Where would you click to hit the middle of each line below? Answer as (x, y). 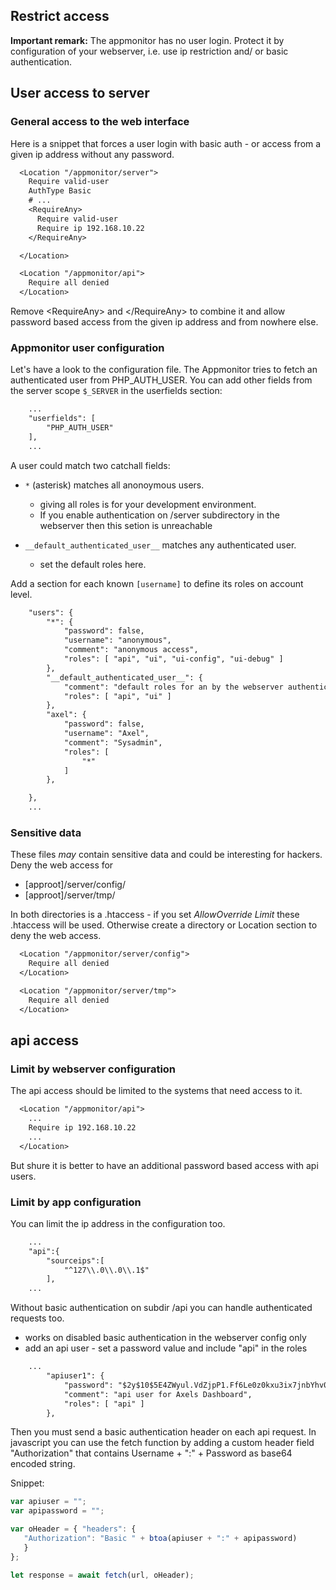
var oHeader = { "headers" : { (73, 1529)
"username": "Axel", (106, 734)
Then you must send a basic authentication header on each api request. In (163, 1432)
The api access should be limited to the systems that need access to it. (156, 1091)
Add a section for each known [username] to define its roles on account (157, 583)
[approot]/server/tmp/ (70, 895)
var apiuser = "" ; (48, 1502)
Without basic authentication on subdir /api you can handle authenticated (161, 1308)
